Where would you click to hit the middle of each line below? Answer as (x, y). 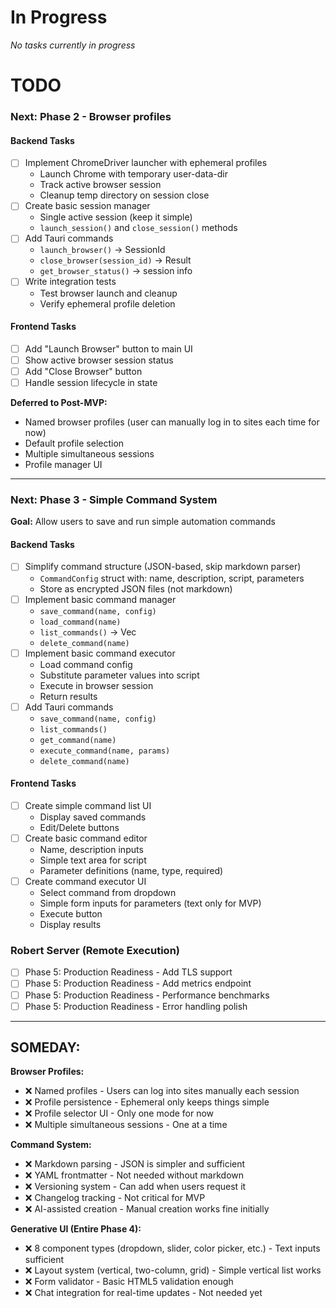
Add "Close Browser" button (83, 371)
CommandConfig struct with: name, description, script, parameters (172, 578)
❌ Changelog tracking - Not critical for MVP (115, 1198)
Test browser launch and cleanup (108, 293)
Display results (70, 925)
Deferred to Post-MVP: (59, 402)
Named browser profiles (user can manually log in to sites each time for (172, 422)
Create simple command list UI (88, 805)
